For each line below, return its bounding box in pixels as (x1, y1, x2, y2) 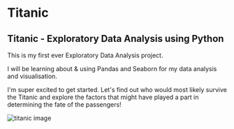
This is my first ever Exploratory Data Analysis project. (7, 51, 163, 59)
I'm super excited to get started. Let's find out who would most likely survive (7, 86, 227, 93)
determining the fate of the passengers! (7, 100, 122, 109)
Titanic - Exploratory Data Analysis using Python (7, 33, 224, 45)
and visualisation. (7, 72, 58, 80)
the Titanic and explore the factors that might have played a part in (7, 93, 199, 101)
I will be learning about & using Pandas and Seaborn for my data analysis (7, 65, 217, 73)
